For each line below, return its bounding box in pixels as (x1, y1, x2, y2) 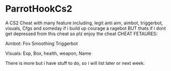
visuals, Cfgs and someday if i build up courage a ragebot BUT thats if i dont (5, 25, 166, 31)
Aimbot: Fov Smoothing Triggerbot (5, 40, 78, 46)
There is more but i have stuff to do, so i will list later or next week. (5, 60, 145, 66)
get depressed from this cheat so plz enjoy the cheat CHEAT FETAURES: (5, 30, 158, 37)
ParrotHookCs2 (5, 3, 72, 15)
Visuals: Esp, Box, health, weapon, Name (5, 50, 91, 56)
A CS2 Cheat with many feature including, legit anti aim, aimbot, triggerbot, (5, 20, 163, 26)
